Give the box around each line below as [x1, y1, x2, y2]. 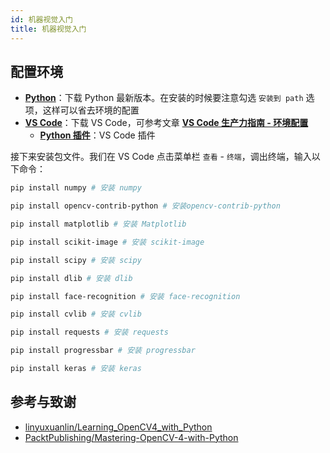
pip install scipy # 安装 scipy [10, 255, 142, 265]
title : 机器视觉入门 [10, 24, 87, 34]
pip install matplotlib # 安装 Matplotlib [10, 219, 187, 230]
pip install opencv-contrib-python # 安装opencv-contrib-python [10, 201, 281, 211]
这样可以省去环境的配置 [42, 104, 140, 116]
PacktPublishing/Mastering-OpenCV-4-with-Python [24, 431, 239, 443]
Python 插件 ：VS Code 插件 [39, 129, 156, 141]
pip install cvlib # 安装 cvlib [10, 309, 142, 320]
